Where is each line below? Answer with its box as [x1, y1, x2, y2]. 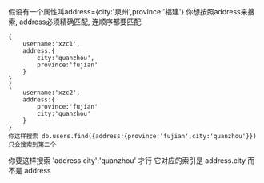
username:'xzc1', [22, 40, 81, 48]
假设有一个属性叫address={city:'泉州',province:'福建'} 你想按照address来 [8, 7, 248, 16]
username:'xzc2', [22, 89, 81, 97]
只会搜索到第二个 [8, 141, 57, 149]
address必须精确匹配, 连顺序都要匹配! [18, 17, 143, 26]
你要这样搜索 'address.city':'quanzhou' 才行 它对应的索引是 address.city [8, 156, 246, 165]
